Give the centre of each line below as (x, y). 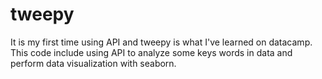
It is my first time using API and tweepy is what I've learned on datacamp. (161, 42)
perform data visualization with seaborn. (93, 63)
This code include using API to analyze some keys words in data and (151, 52)
